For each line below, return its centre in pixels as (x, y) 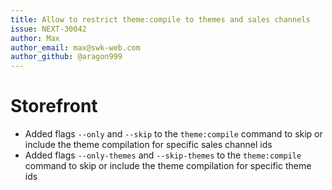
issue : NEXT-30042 (48, 29)
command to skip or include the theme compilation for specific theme (168, 166)
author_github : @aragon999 (66, 57)
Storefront (54, 106)
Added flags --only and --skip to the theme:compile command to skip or (173, 134)
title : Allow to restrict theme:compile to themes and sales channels (160, 19)
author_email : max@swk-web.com (75, 47)
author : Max (35, 38)
